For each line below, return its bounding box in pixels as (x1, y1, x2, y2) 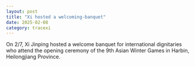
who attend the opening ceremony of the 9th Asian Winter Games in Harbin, (6, 47, 189, 54)
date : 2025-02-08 (6, 19, 49, 25)
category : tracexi (6, 25, 51, 31)
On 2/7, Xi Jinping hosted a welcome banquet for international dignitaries (6, 41, 182, 48)
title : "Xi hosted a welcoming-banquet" (6, 14, 107, 20)
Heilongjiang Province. (6, 53, 60, 60)
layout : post (6, 8, 38, 15)
